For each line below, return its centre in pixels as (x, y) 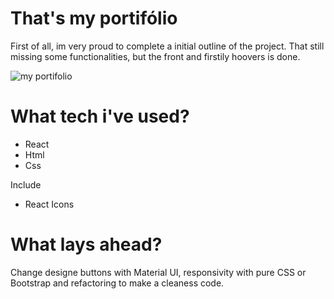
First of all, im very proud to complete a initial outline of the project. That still (167, 46)
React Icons (49, 204)
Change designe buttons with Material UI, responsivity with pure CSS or (158, 272)
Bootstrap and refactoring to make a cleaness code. (117, 283)
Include (26, 184)
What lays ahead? (86, 244)
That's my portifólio (94, 18)
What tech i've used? (100, 116)
